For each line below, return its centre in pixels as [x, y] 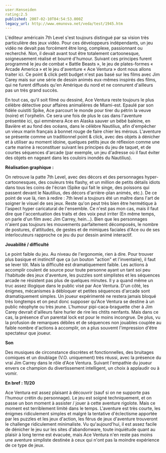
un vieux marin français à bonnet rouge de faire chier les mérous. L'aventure [83, 131]
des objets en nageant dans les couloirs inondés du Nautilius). [69, 158]
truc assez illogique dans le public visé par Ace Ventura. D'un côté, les [77, 286]
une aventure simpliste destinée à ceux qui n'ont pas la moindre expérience [82, 440]
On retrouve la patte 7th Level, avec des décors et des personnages [74, 177]
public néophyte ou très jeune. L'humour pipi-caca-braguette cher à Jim [79, 307]
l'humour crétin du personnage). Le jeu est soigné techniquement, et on [79, 398]
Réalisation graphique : [29, 168]
